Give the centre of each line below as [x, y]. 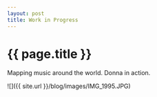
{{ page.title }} [50, 54]
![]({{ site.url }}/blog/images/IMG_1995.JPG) [69, 86]
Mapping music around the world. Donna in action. [79, 73]
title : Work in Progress [43, 20]
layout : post [26, 13]
